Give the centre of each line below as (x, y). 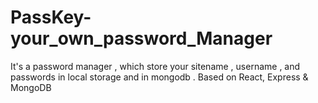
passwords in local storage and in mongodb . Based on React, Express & (159, 77)
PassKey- (51, 17)
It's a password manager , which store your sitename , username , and (155, 66)
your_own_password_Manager (141, 38)
